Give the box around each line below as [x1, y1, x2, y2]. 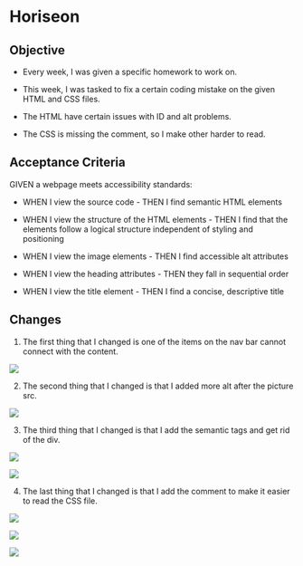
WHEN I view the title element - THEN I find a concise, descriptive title [22, 285, 285, 296]
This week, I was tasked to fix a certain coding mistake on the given [22, 84, 276, 94]
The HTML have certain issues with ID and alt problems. [22, 111, 232, 121]
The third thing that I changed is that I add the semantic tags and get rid [22, 424, 290, 436]
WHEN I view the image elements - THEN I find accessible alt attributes [22, 251, 289, 262]
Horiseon [9, 6, 80, 27]
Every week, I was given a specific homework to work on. [22, 66, 238, 77]
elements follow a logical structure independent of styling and [22, 224, 253, 235]
